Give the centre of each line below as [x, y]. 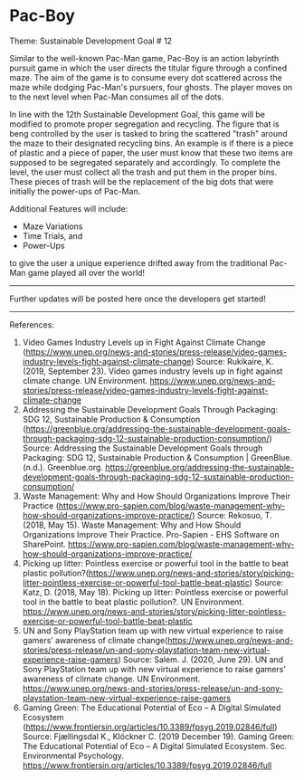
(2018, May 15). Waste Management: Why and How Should [132, 525]
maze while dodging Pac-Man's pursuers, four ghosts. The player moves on [151, 87]
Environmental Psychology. [73, 756]
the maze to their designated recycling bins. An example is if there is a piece [152, 143]
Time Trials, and [52, 235]
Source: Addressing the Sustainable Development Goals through [142, 448]
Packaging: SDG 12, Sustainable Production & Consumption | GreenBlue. [157, 457]
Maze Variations [52, 226]
